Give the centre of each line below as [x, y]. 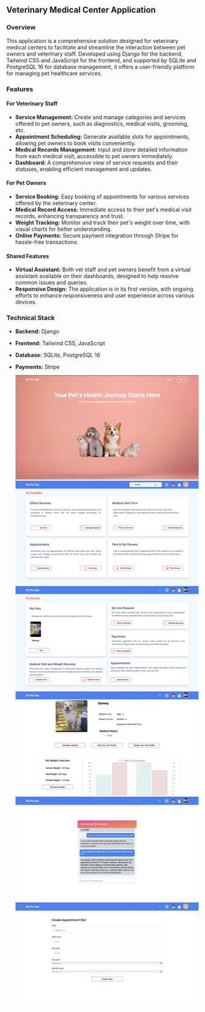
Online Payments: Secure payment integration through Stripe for [97, 236]
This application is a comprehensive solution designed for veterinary [92, 41]
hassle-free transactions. [47, 242]
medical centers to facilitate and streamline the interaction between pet [96, 47]
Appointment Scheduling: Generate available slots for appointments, [103, 136]
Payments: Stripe [37, 366]
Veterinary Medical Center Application [81, 10]
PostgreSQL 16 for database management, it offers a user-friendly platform [100, 67]
